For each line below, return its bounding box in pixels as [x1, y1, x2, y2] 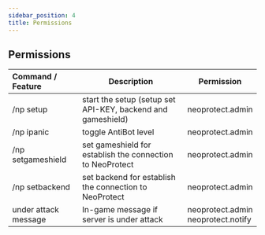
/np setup [12, 104, 48, 115]
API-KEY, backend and [81, 104, 168, 115]
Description [108, 76, 154, 87]
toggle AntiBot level [81, 127, 155, 138]
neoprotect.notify [187, 214, 252, 225]
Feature [12, 81, 42, 92]
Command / [12, 72, 58, 83]
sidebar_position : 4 [8, 11, 77, 20]
